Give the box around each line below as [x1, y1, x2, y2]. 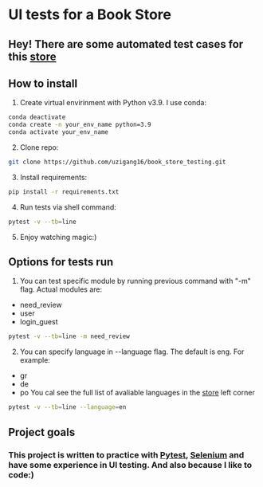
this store [8, 49, 57, 63]
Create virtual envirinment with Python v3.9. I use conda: [19, 98, 207, 108]
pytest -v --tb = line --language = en [8, 403, 127, 411]
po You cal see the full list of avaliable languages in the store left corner [19, 388, 255, 398]
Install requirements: [19, 172, 88, 182]
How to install [8, 77, 78, 90]
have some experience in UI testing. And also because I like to [8, 459, 253, 470]
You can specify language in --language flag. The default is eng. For [19, 347, 245, 356]
